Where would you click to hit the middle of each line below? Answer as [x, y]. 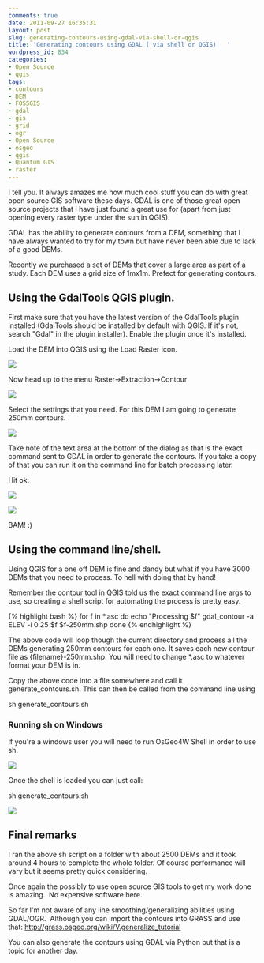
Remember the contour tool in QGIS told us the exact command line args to [130, 592]
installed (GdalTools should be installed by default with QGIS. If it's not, [123, 325]
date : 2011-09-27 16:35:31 [52, 23]
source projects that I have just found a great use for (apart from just [119, 209]
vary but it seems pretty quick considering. [78, 871]
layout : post [30, 30]
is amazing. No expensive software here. [75, 894]
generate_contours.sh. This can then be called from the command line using [132, 689]
